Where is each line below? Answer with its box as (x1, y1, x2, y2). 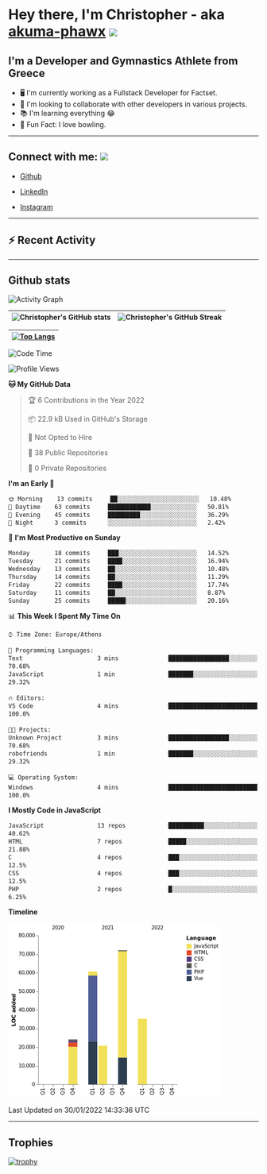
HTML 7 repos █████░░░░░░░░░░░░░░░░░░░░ (8, 838, 258, 846)
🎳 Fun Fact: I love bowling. (19, 120, 106, 129)
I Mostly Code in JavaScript (8, 805, 102, 815)
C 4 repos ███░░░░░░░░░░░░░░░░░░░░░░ (8, 854, 258, 862)
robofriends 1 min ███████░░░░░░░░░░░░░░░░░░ (8, 750, 258, 758)
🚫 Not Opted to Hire (27, 433, 93, 442)
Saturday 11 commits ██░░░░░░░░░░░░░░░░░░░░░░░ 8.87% (8, 589, 226, 597)
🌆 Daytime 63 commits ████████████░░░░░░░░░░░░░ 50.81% (8, 503, 229, 512)
